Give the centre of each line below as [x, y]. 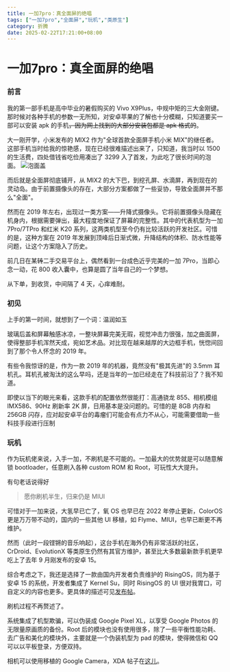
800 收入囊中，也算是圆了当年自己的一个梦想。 [105, 269]
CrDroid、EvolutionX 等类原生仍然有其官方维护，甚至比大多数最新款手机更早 [115, 551]
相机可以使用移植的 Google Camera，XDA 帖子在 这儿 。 [85, 661]
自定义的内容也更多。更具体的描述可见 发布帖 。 [73, 592]
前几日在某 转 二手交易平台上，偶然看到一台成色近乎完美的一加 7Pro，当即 [111, 261]
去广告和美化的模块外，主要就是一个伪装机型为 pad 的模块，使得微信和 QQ [113, 638]
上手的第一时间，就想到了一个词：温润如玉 [67, 320]
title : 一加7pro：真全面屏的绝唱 [50, 13]
